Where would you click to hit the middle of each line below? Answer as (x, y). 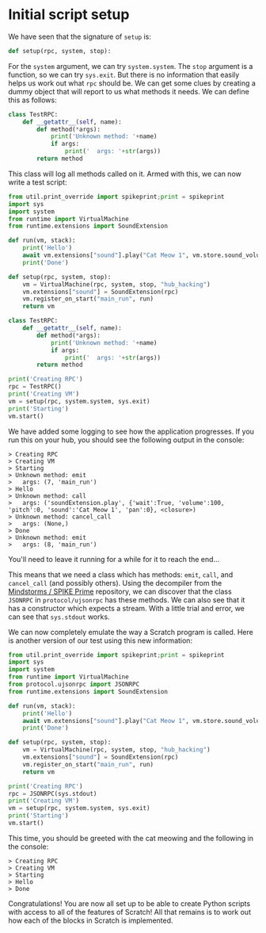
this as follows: (32, 100)
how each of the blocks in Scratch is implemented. (91, 920)
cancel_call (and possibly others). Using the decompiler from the (115, 583)
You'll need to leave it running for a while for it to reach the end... (114, 559)
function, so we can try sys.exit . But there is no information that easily (124, 75)
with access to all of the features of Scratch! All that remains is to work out (130, 912)
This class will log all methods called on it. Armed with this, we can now (125, 174)
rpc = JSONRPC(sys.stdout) (53, 793)
